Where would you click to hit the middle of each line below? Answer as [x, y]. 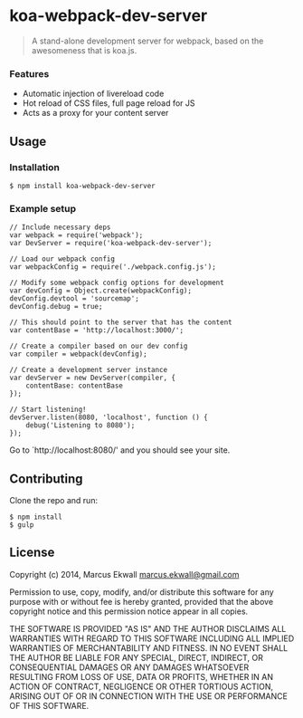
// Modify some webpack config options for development [117, 283]
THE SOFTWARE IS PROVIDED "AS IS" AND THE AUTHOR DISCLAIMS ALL [148, 628]
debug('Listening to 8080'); [80, 426]
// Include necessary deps [60, 227]
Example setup [43, 208]
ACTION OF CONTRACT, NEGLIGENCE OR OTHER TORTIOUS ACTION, [142, 686]
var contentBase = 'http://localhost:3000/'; [96, 330]
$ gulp [22, 525]
